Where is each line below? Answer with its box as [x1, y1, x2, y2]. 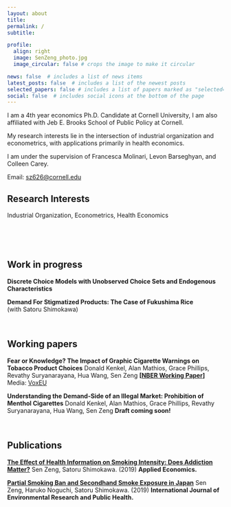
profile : [7, 42, 32, 49]
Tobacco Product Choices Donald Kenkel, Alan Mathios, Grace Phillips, [7, 363, 210, 372]
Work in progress [7, 259, 82, 271]
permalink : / [7, 23, 45, 30]
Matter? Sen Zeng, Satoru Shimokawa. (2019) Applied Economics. [7, 465, 197, 473]
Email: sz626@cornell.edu [7, 173, 81, 181]
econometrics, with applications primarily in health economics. [7, 139, 185, 148]
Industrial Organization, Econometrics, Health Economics [7, 211, 168, 220]
